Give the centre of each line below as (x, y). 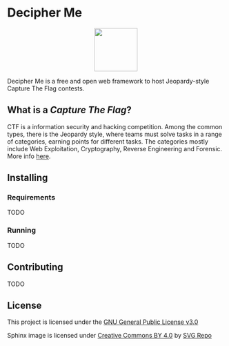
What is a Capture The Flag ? (70, 110)
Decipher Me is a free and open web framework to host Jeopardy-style (108, 81)
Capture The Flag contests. (46, 88)
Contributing (35, 267)
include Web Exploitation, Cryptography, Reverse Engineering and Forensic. (115, 148)
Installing (28, 178)
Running (22, 231)
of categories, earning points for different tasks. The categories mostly (108, 141)
